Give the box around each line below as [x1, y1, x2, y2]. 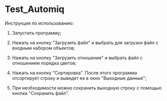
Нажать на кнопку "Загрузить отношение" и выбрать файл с [12, 54, 143, 61]
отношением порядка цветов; [12, 60, 77, 66]
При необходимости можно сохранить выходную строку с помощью [12, 84, 162, 91]
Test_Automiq [5, 4, 65, 15]
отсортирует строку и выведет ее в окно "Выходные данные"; [12, 75, 147, 81]
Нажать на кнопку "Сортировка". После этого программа [12, 69, 137, 76]
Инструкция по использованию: [5, 20, 74, 26]
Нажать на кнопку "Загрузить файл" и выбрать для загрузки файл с [12, 39, 158, 46]
